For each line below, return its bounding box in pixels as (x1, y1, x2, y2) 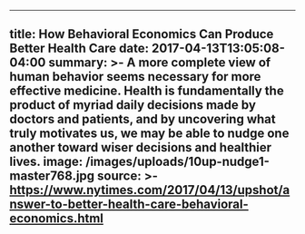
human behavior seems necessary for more (9, 69, 261, 84)
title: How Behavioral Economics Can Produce (9, 26, 274, 42)
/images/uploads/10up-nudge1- (85, 154, 271, 170)
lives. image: (9, 154, 84, 170)
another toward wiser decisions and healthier (9, 140, 272, 155)
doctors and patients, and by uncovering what (9, 112, 276, 127)
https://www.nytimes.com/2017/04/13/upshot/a (9, 182, 290, 198)
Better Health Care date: (9, 41, 150, 56)
